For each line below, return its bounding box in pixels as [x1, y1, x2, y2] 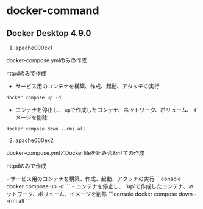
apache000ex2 [15, 136, 54, 144]
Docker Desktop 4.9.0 [6, 28, 91, 38]
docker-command [6, 4, 99, 18]
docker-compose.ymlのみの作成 [6, 57, 87, 64]
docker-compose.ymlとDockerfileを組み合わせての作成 [6, 149, 145, 156]
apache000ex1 [15, 44, 53, 51]
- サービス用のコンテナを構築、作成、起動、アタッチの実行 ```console [6, 175, 181, 182]
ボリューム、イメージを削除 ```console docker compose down [37, 190, 193, 197]
